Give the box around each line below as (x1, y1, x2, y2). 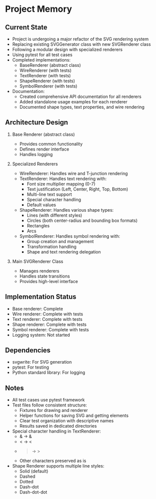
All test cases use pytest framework (12, 397, 85, 403)
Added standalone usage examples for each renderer (19, 99, 128, 104)
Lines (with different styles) (26, 212, 82, 218)
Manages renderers (19, 268, 60, 274)
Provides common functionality (19, 141, 83, 147)
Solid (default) (19, 468, 49, 474)
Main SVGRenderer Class (12, 258, 64, 264)
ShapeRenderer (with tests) (19, 78, 75, 84)
